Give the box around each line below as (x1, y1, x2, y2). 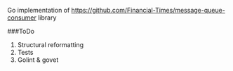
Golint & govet (17, 56, 59, 64)
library (37, 13, 57, 22)
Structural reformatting (17, 41, 84, 49)
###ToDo (7, 27, 35, 35)
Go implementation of (7, 6, 70, 14)
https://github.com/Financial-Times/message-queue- (71, 6, 226, 14)
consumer (7, 13, 37, 22)
